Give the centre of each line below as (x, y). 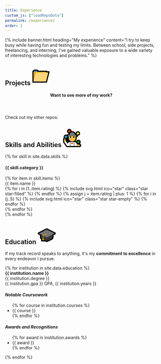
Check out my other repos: (32, 117)
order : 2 (14, 26)
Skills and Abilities (33, 145)
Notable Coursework (26, 295)
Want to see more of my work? (81, 95)
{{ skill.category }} (24, 167)
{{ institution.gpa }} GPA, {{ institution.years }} (51, 283)
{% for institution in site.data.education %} (47, 268)
